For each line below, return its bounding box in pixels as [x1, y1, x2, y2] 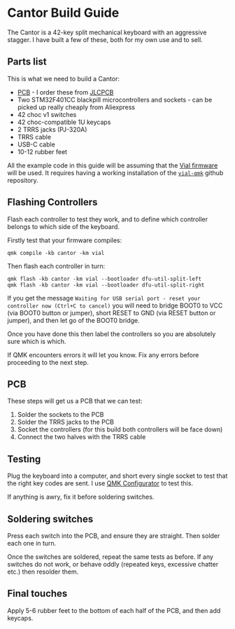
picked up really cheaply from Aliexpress [17, 103, 136, 111]
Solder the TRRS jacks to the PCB [17, 418, 114, 427]
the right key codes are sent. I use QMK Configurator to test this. [7, 479, 194, 488]
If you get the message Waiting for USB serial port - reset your [7, 293, 201, 302]
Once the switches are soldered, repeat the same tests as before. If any [7, 553, 213, 561]
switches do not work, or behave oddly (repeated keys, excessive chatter [7, 560, 219, 568]
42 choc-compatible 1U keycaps [17, 118, 111, 126]
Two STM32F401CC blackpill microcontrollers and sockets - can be [17, 95, 213, 104]
